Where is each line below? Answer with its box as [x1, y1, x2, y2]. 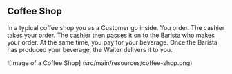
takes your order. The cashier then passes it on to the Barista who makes [7, 31, 215, 39]
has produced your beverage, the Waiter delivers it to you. [7, 45, 173, 53]
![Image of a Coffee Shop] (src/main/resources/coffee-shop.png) [7, 58, 193, 67]
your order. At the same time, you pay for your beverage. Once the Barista [7, 38, 217, 47]
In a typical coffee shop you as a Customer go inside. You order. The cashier [7, 23, 225, 32]
